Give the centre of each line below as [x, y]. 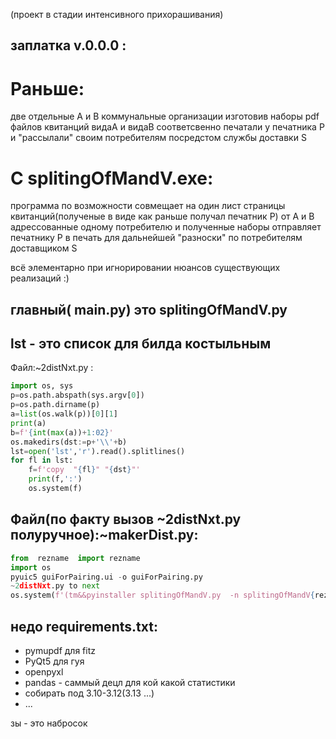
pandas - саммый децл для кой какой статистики [130, 682]
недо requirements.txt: [84, 626]
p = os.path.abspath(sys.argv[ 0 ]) [77, 395]
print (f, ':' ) [55, 479]
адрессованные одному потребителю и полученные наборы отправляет [166, 227]
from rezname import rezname [75, 558]
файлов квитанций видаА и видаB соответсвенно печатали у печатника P [167, 127]
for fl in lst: [42, 460]
